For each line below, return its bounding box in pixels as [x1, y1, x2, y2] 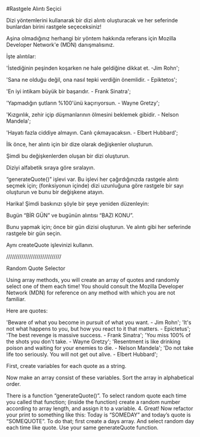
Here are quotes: [6, 307, 48, 314]
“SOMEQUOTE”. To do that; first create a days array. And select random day [6, 418, 195, 424]
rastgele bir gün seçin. [6, 230, 62, 237]
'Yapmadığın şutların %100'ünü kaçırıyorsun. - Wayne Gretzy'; [6, 99, 160, 106]
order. [6, 380, 21, 387]
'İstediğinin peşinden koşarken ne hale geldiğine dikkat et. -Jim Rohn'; [6, 64, 180, 72]
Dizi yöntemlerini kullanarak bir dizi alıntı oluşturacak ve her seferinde [6, 17, 178, 23]
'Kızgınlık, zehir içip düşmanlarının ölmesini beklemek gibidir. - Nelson [6, 111, 179, 118]
